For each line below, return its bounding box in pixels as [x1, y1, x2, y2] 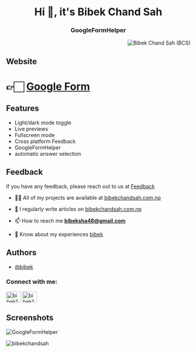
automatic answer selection [14, 150, 81, 157]
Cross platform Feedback [14, 138, 76, 145]
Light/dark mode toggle [14, 119, 72, 126]
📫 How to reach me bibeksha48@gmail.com [14, 217, 126, 224]
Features [6, 104, 39, 114]
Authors [6, 248, 37, 258]
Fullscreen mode [14, 131, 56, 138]
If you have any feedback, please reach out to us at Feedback [6, 183, 155, 190]
